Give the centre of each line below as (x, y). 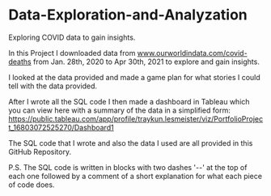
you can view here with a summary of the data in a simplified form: (119, 110)
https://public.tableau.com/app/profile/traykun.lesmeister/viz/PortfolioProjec (136, 118)
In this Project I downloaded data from (72, 53)
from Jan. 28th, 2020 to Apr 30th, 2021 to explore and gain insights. (146, 62)
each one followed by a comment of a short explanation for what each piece (135, 176)
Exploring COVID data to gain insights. (72, 37)
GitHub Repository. (40, 151)
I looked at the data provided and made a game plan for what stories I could (134, 77)
